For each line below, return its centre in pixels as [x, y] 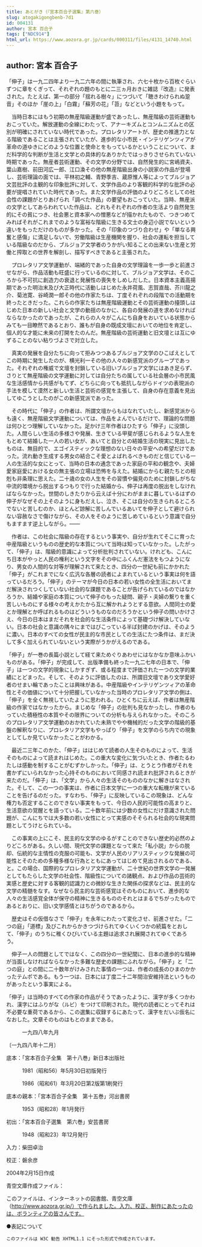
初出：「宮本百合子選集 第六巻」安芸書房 [58, 1122]
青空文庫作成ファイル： [35, 1186]
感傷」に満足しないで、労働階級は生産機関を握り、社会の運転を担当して [106, 237]
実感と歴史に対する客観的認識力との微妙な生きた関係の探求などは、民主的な [101, 883]
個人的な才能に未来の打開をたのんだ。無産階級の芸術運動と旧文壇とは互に [98, 332]
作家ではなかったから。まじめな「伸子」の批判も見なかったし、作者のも [106, 707]
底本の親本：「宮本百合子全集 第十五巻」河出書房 [68, 1096]
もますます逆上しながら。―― [43, 524]
